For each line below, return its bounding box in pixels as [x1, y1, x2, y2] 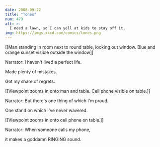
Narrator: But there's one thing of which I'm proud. [5, 98, 109, 104]
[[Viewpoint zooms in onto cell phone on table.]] [5, 117, 104, 123]
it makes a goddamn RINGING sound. [5, 137, 81, 142]
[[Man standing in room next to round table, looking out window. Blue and [5, 44, 156, 50]
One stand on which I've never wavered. [5, 108, 88, 113]
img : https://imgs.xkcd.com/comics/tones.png [5, 30, 101, 35]
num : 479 [5, 16, 23, 21]
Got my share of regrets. [5, 78, 56, 84]
